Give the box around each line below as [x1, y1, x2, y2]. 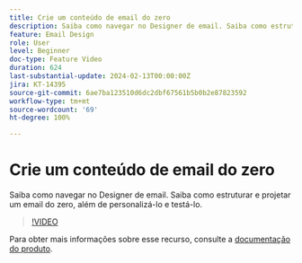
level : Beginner [9, 47, 70, 56]
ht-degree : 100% [9, 113, 70, 122]
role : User [9, 38, 50, 48]
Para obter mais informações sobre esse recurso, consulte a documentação [9, 234, 290, 245]
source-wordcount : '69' [9, 105, 99, 114]
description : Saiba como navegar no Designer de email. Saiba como [9, 22, 268, 31]
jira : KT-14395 [9, 80, 67, 89]
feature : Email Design [9, 30, 94, 39]
